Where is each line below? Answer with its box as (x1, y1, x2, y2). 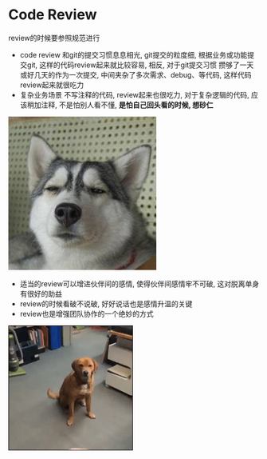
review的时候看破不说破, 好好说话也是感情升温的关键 (19, 298, 193, 309)
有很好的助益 (19, 289, 62, 298)
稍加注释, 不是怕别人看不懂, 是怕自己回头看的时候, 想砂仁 (26, 100, 214, 110)
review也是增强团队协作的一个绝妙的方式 (19, 309, 154, 318)
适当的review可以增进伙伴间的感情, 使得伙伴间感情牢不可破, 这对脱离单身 (19, 278, 260, 289)
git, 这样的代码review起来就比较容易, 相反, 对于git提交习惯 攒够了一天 (26, 60, 254, 70)
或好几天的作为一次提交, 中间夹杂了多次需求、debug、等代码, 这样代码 (19, 70, 252, 79)
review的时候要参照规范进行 (8, 33, 100, 42)
